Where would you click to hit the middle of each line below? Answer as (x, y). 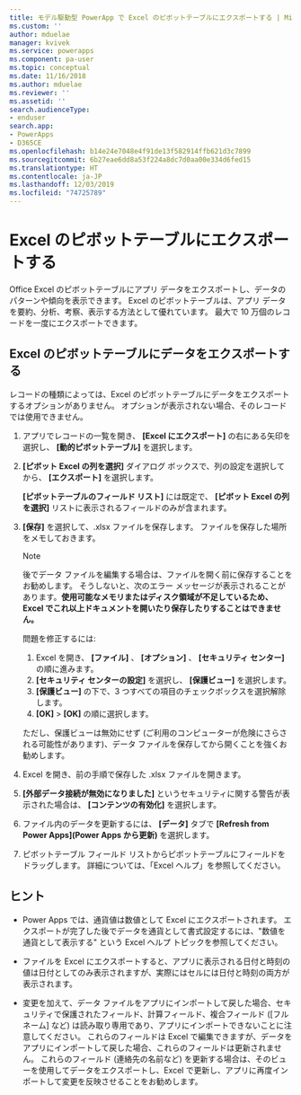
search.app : (31, 127)
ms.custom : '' (36, 26)
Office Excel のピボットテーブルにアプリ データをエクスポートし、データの (147, 289)
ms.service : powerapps (52, 51)
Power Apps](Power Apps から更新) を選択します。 (118, 834)
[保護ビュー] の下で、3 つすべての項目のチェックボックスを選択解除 (161, 691)
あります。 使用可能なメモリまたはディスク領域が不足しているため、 (148, 596)
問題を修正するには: (59, 638)
